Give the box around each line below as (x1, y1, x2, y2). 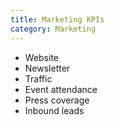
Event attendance (24, 83, 98, 95)
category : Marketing (10, 24, 97, 34)
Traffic (24, 72, 53, 85)
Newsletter (24, 62, 71, 74)
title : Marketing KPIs (10, 14, 105, 25)
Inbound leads (24, 104, 85, 116)
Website (24, 51, 60, 63)
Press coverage (24, 94, 90, 106)
